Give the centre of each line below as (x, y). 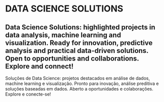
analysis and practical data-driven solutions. (77, 50)
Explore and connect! (39, 66)
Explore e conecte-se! (28, 94)
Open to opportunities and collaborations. (72, 58)
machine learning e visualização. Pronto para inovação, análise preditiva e (82, 83)
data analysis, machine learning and (63, 35)
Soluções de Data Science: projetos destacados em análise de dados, (77, 78)
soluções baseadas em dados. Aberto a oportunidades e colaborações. (79, 89)
